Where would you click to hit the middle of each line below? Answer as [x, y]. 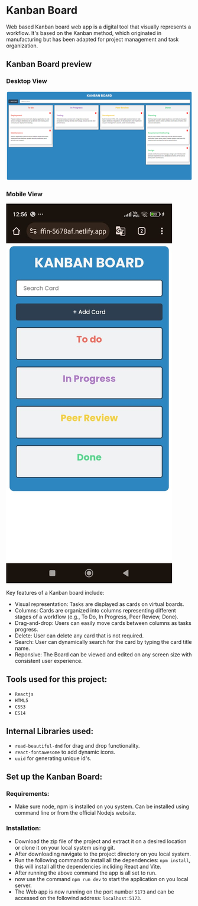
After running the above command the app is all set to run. [85, 873]
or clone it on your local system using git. [65, 847]
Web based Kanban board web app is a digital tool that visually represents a [99, 27]
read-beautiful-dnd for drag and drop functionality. [77, 745]
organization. [22, 46]
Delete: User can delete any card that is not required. [79, 636]
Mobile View [25, 194]
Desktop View [27, 81]
